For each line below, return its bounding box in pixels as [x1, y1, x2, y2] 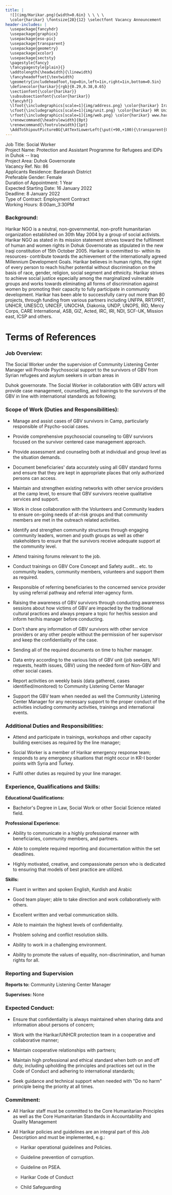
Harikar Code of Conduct [20, 1174, 74, 1181]
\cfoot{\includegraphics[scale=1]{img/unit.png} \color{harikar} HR [10, 108, 159, 113]
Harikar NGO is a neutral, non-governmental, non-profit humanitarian [5, 226, 151, 232]
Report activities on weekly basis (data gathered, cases [12, 677, 130, 684]
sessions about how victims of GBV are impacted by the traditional [12, 605, 154, 611]
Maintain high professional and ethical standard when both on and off [12, 1057, 160, 1063]
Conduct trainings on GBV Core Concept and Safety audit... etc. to [12, 563, 153, 569]
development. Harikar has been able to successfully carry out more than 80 [5, 291, 165, 297]
